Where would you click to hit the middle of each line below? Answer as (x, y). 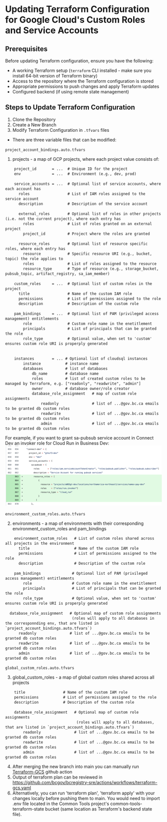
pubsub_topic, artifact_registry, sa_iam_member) (58, 274)
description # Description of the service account (83, 204)
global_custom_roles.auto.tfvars (40, 668)
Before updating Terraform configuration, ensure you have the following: (79, 61)
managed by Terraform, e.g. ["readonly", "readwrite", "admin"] (73, 384)
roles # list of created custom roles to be (88, 379)
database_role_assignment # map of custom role (84, 394)
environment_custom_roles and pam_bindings (59, 528)
